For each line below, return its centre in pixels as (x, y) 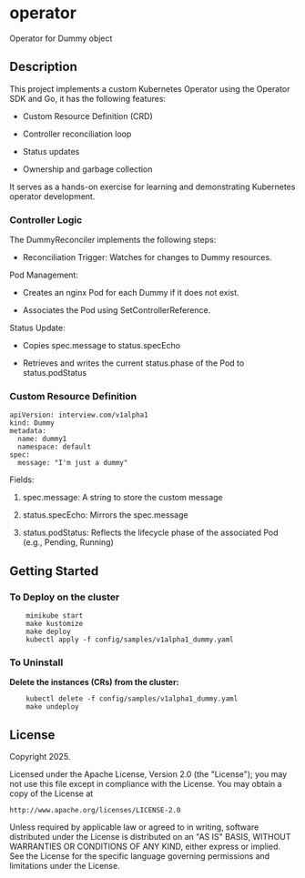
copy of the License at (51, 793)
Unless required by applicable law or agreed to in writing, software (134, 827)
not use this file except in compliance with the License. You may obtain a (146, 784)
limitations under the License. (65, 866)
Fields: (22, 479)
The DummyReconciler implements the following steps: (113, 240)
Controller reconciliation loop (77, 134)
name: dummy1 (42, 439)
